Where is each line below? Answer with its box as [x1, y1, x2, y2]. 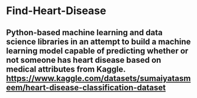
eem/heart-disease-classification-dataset [6, 82, 166, 92]
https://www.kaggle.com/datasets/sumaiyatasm [6, 73, 191, 83]
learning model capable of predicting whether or [6, 46, 189, 56]
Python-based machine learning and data [6, 28, 163, 38]
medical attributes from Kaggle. [6, 64, 126, 74]
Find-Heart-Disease [6, 4, 106, 18]
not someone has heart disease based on [6, 55, 162, 65]
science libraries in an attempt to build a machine [6, 36, 191, 46]
